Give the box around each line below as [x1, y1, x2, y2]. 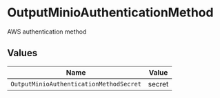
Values [7, 47, 38, 59]
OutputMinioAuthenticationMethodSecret [10, 80, 141, 88]
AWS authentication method [7, 27, 87, 36]
